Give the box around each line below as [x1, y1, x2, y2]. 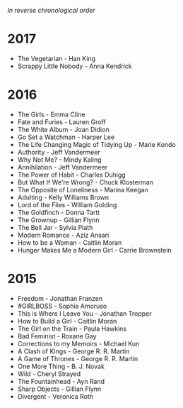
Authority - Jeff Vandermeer [17, 148, 100, 156]
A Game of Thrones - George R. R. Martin [17, 354, 138, 363]
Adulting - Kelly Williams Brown [17, 193, 110, 202]
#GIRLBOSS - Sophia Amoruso [17, 302, 107, 310]
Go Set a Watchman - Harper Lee [17, 133, 115, 141]
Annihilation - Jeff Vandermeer [17, 162, 108, 171]
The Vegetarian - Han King [17, 54, 96, 62]
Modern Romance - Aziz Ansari [17, 231, 110, 239]
